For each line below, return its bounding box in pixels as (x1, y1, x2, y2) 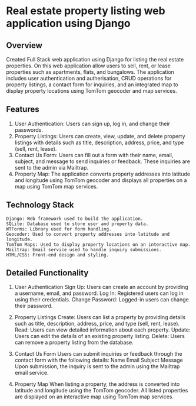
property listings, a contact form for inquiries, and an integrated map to (6, 81, 178, 88)
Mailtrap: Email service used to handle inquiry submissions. (6, 246, 162, 252)
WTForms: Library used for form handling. (6, 226, 112, 232)
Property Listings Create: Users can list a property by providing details (14, 314, 186, 321)
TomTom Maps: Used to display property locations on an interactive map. (6, 241, 191, 248)
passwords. (14, 126, 43, 134)
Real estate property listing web (6, 4, 166, 18)
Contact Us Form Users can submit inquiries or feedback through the (14, 350, 182, 358)
